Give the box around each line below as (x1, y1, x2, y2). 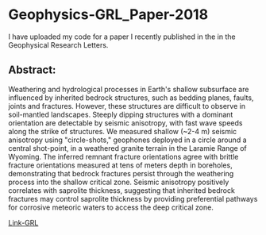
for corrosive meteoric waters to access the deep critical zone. (8, 202, 214, 212)
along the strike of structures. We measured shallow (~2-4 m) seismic (8, 126, 237, 136)
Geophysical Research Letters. (8, 40, 109, 49)
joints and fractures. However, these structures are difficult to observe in (8, 101, 246, 110)
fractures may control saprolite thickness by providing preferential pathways (8, 194, 258, 203)
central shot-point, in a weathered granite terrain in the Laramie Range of (8, 143, 248, 152)
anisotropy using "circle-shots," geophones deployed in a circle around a (8, 135, 248, 144)
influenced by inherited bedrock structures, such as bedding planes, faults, (8, 93, 254, 102)
